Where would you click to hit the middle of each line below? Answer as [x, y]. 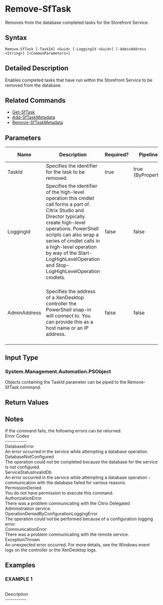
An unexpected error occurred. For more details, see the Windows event [77, 545]
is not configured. [23, 467]
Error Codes [17, 436]
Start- [85, 253]
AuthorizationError [24, 498]
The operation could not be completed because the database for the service [81, 462]
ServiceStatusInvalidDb [28, 472]
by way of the [61, 253]
